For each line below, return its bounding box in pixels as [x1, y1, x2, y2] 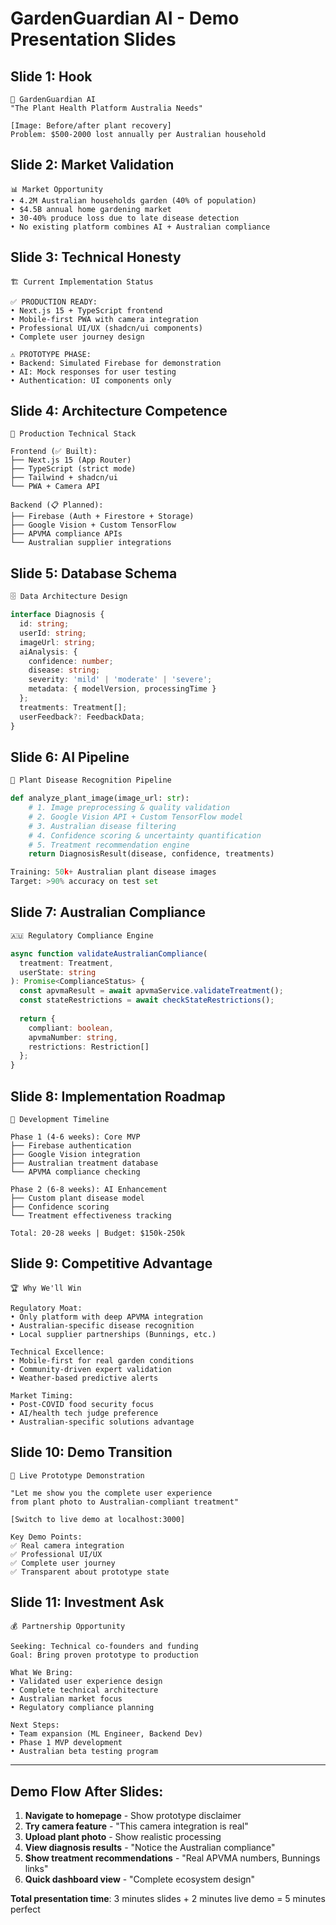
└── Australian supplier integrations [10, 538, 172, 548]
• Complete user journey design [10, 332, 145, 342]
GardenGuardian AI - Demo [10, 7, 240, 30]
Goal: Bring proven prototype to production [10, 1650, 199, 1661]
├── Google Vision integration [10, 1149, 141, 1159]
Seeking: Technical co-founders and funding [10, 1642, 199, 1652]
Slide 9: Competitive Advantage [10, 1255, 213, 1272]
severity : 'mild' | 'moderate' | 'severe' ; [28, 675, 213, 685]
